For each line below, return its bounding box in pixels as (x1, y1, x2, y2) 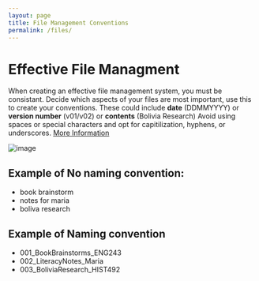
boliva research (19, 204, 71, 214)
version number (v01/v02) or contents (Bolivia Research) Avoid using (8, 111, 236, 121)
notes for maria (19, 196, 69, 205)
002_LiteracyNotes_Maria (19, 256, 104, 265)
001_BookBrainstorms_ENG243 (19, 248, 122, 257)
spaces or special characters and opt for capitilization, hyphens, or (8, 120, 226, 129)
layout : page (8, 11, 51, 20)
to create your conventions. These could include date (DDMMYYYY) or (8, 103, 239, 113)
